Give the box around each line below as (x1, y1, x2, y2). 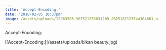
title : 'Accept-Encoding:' (5, 7, 61, 12)
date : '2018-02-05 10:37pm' (5, 12, 63, 17)
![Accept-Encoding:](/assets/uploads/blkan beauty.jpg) (5, 39, 118, 45)
